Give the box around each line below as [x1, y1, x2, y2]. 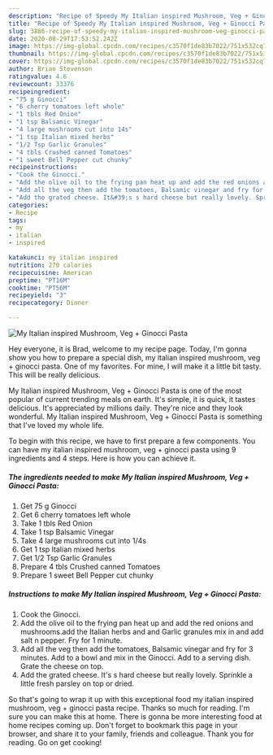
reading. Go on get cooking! [8, 737, 102, 747]
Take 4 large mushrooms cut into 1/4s [19, 535, 147, 545]
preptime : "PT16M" [8, 276, 71, 285]
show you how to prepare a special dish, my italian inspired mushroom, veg [8, 353, 261, 362]
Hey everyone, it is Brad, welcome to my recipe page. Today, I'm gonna [8, 344, 248, 354]
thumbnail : [8, 50, 45, 58]
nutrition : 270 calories [8, 261, 93, 269]
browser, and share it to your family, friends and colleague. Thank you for [8, 729, 254, 739]
